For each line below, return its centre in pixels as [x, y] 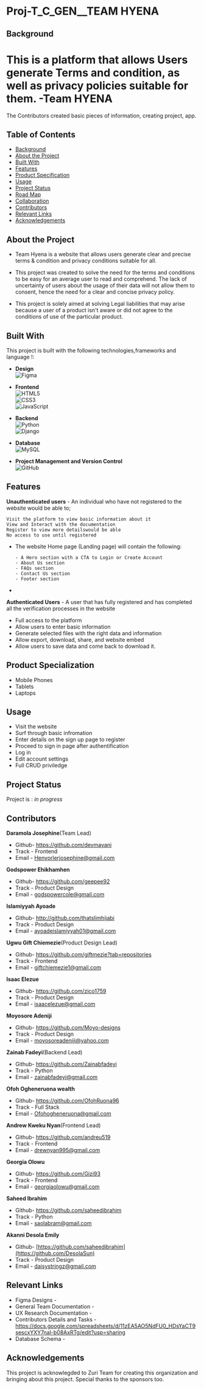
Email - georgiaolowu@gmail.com [57, 1187]
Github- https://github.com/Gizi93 [58, 1174]
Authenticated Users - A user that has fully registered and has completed [99, 602]
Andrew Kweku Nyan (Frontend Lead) [54, 1125]
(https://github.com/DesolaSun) [55, 1253]
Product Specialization [50, 665]
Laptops [25, 693]
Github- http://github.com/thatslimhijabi [65, 918]
